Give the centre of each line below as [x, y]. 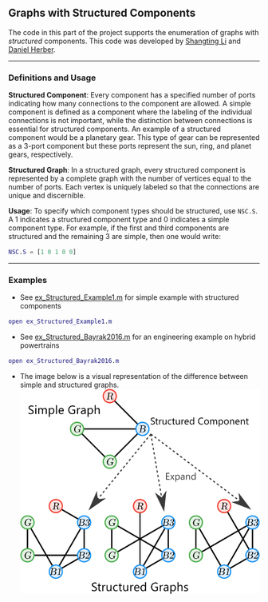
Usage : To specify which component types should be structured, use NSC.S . [133, 211]
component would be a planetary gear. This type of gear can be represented [134, 138]
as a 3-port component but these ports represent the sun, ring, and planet [130, 146]
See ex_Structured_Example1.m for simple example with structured [129, 297]
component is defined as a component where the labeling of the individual [130, 112]
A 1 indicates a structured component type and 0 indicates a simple [119, 220]
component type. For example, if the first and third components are [119, 228]
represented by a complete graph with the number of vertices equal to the [130, 178]
